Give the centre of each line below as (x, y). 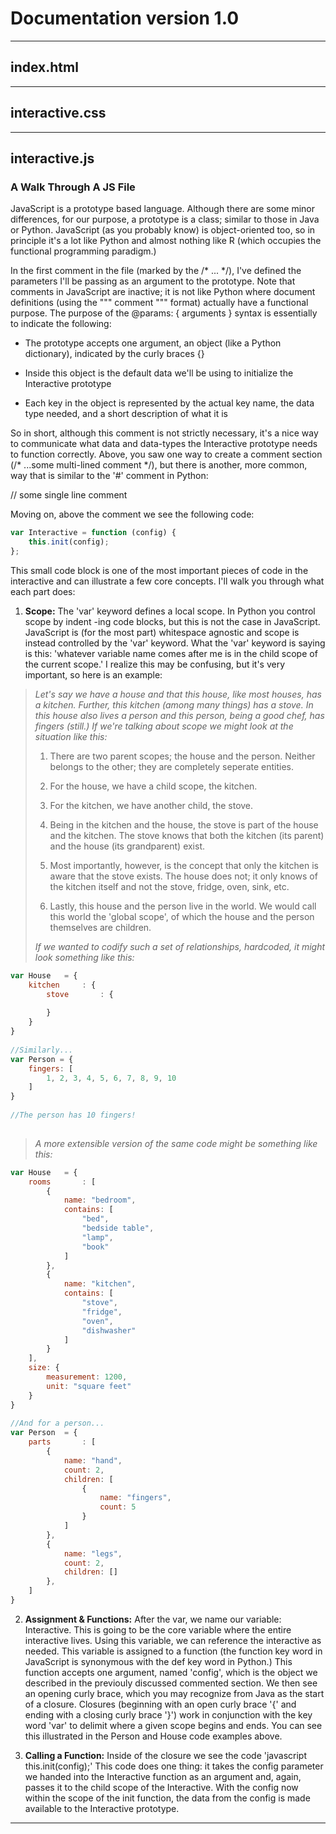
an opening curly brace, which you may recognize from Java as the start (174, 1693)
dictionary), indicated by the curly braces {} (114, 354)
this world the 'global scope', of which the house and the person (182, 916)
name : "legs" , (93, 1553)
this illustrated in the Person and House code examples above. (153, 1736)
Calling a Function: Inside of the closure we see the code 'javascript (165, 1755)
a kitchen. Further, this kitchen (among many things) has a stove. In (174, 704)
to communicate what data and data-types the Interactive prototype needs (164, 444)
